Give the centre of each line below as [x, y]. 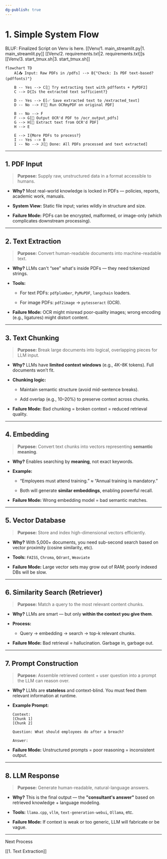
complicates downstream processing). [51, 221]
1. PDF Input [24, 164]
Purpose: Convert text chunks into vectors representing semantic [85, 446]
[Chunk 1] [23, 719]
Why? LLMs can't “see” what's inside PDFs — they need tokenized [81, 268]
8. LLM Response [32, 775]
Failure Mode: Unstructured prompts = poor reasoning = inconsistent [83, 750]
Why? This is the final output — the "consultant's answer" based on [83, 797]
